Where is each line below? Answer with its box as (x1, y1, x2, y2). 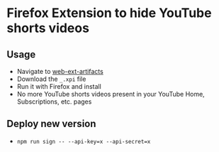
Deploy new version (6, 118, 96, 130)
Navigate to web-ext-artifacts (16, 67, 103, 75)
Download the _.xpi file (16, 75, 86, 83)
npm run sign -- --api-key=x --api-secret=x (16, 138, 151, 145)
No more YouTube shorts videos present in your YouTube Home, (16, 90, 205, 98)
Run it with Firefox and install (16, 82, 102, 90)
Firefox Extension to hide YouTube (6, 5, 212, 21)
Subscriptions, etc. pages (16, 97, 92, 106)
